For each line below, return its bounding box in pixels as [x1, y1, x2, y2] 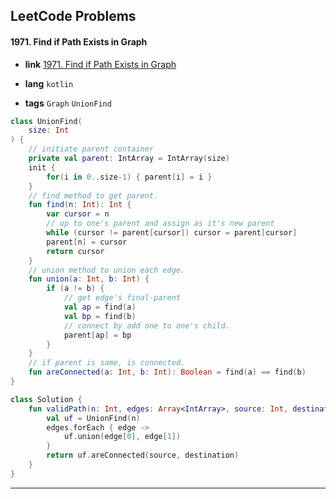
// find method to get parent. [28, 190, 159, 201]
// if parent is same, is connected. [28, 358, 186, 368]
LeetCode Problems [10, 8, 137, 25]
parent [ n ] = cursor [46, 237, 128, 247]
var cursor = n [46, 209, 110, 219]
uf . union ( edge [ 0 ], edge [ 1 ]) [63, 432, 182, 442]
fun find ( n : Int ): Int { [28, 200, 132, 210]
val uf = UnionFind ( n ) [46, 413, 141, 423]
